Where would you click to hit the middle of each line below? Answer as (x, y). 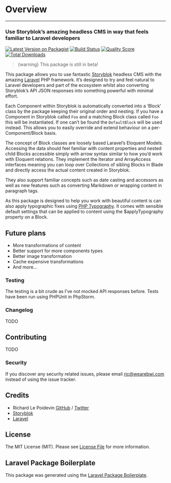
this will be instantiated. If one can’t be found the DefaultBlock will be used (84, 122)
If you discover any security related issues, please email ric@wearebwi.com (85, 374)
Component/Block (24, 133)
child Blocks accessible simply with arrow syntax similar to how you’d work (84, 154)
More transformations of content (47, 246)
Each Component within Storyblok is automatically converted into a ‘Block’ (83, 106)
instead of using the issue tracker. (41, 379)
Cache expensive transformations (48, 262)
